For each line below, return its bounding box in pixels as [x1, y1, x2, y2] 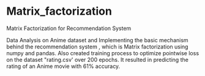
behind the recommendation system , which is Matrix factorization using [6, 43, 188, 50]
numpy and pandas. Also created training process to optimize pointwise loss [6, 49, 199, 56]
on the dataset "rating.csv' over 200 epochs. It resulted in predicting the [6, 56, 188, 63]
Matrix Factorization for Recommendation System [6, 25, 132, 32]
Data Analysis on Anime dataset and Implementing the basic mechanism [6, 36, 188, 44]
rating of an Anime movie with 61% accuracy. [6, 63, 121, 70]
